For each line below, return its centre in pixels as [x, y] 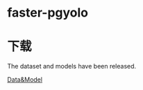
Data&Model [25, 80]
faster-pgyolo [48, 13]
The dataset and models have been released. [72, 66]
